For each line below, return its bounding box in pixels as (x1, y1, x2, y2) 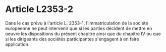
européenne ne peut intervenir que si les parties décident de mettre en (5, 25, 152, 31)
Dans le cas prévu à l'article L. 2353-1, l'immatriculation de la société (5, 20, 148, 26)
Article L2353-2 (5, 3, 74, 15)
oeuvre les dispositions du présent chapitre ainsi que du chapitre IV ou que (5, 30, 161, 36)
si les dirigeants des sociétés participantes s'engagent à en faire (5, 36, 140, 42)
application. (5, 41, 30, 47)
